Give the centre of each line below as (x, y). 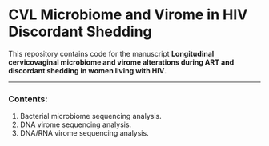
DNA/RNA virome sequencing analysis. (84, 133)
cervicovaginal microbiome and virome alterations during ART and (121, 62)
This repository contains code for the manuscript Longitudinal (111, 53)
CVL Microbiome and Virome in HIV (128, 15)
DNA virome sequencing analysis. (76, 124)
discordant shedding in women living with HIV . (87, 70)
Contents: (28, 99)
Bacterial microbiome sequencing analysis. (90, 116)
